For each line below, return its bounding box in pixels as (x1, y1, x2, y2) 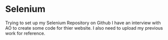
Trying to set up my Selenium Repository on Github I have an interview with (5, 20, 161, 26)
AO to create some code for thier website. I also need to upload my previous (5, 25, 163, 31)
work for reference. (5, 30, 45, 36)
